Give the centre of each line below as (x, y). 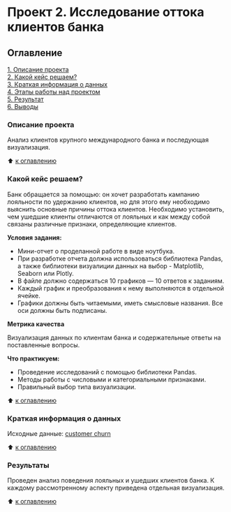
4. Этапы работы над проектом (54, 92)
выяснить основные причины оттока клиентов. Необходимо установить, (116, 209)
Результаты (28, 465)
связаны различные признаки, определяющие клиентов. (92, 224)
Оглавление (35, 53)
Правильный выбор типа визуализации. (76, 387)
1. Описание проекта (38, 70)
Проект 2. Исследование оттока (106, 12)
